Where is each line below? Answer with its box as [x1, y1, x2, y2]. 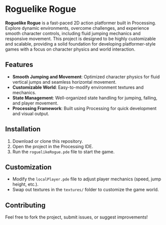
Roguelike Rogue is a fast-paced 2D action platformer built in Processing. [5, 20, 157, 26]
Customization [5, 163, 52, 171]
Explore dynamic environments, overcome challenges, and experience [5, 25, 149, 31]
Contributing [5, 201, 46, 209]
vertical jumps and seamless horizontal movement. [12, 79, 117, 85]
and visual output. [12, 111, 50, 116]
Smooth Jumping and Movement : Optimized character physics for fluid [12, 73, 160, 80]
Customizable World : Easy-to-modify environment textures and [12, 84, 144, 90]
